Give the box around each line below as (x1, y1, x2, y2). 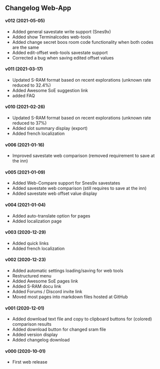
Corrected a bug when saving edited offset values (12, 55, 114, 61)
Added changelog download (12, 337, 70, 343)
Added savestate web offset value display (12, 190, 97, 196)
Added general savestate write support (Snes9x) (12, 29, 111, 34)
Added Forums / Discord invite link (12, 289, 83, 295)
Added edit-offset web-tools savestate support (12, 49, 108, 56)
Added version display (12, 332, 58, 338)
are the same (12, 44, 39, 50)
